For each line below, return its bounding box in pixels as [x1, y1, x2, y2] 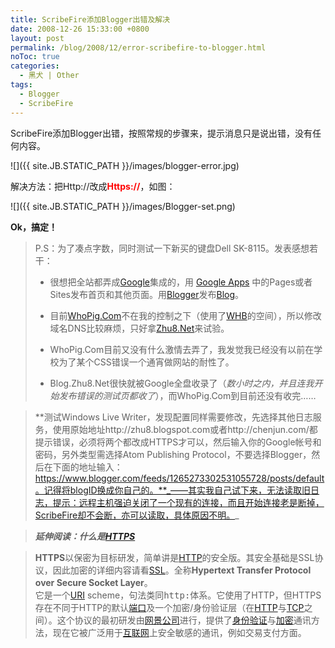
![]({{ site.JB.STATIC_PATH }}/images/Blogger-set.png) [10, 200, 236, 212]
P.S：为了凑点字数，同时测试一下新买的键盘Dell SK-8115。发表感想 [34, 242, 310, 254]
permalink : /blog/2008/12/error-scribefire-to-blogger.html [10, 42, 267, 53]
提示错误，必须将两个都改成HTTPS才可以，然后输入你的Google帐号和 [34, 436, 322, 448]
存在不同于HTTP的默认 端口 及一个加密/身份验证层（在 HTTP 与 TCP [34, 601, 305, 613]
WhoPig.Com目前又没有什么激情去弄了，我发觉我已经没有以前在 [49, 343, 315, 355]
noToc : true [10, 52, 60, 62]
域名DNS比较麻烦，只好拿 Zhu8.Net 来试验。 [49, 322, 230, 334]
